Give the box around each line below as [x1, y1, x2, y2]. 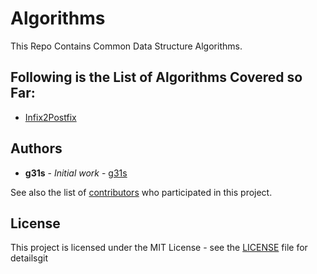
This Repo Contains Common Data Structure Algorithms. [10, 40, 243, 52]
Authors [10, 140, 63, 157]
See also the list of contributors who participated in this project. [10, 186, 273, 198]
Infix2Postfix [24, 111, 77, 123]
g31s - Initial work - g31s [24, 167, 128, 179]
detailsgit [10, 252, 48, 264]
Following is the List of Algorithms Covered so [10, 69, 303, 86]
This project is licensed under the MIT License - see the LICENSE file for [10, 242, 308, 254]
